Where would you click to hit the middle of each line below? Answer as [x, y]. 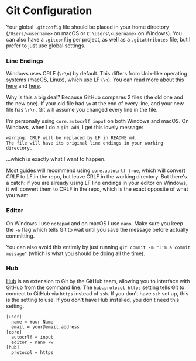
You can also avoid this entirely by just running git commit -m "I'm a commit [98, 247]
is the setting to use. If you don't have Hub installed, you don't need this [93, 300]
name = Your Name [32, 322]
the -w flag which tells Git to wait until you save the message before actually [97, 229]
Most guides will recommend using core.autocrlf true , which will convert [96, 170]
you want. [18, 195]
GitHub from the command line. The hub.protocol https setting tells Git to [95, 287]
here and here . [24, 86]
